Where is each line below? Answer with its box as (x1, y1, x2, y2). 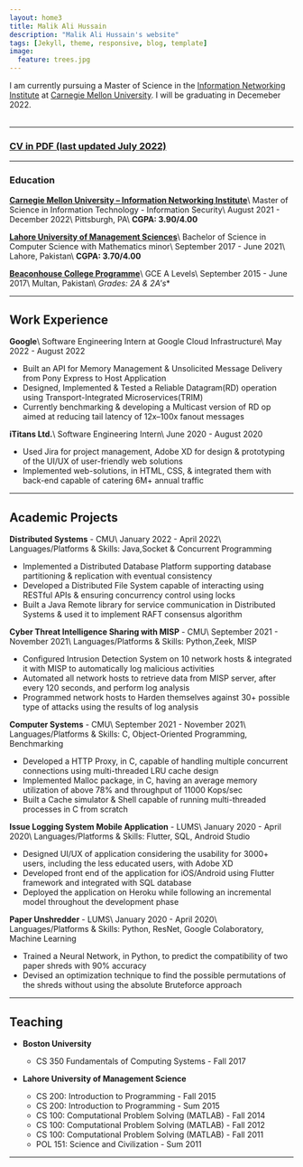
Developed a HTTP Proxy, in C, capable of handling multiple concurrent (22, 756, 289, 767)
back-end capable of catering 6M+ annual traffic (22, 475, 205, 486)
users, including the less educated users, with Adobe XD (22, 858, 234, 869)
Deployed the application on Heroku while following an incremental (22, 887, 272, 898)
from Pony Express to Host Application (22, 372, 167, 384)
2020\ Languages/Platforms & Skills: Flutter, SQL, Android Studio (9, 831, 251, 842)
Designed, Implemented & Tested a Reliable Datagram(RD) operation (22, 382, 278, 393)
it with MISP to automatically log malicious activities (22, 663, 215, 674)
